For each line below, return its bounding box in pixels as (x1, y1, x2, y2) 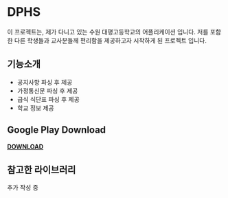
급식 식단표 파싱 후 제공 (16, 95, 80, 103)
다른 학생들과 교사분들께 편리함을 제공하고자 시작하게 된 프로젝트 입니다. (14, 36, 207, 45)
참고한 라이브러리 (7, 164, 76, 175)
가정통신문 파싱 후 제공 (16, 87, 78, 95)
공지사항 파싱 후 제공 (16, 78, 73, 86)
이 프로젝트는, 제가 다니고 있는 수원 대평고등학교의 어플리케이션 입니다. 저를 (7, 27, 209, 36)
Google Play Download (7, 124, 106, 136)
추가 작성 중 (7, 184, 39, 192)
